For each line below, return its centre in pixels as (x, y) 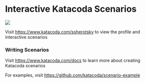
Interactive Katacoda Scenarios (71, 9)
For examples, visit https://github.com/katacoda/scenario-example (72, 75)
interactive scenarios (26, 37)
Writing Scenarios (27, 50)
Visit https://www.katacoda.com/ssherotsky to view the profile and (72, 32)
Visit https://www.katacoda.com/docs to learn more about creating (73, 60)
